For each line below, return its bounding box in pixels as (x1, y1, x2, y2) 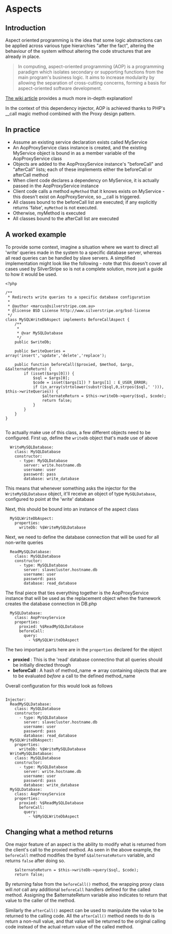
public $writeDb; (14, 339, 52, 344)
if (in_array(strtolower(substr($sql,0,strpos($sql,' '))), (32, 384, 164, 390)
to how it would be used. (5, 271, 58, 277)
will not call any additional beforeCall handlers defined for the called (5, 886, 150, 893)
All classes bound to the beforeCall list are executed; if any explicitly (12, 199, 158, 205)
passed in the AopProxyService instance (12, 183, 99, 189)
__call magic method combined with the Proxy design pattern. (5, 111, 136, 116)
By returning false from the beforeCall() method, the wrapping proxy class (5, 881, 164, 887)
